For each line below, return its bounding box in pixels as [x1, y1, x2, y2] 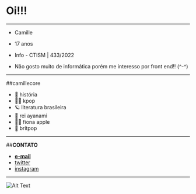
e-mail [14, 153, 31, 160]
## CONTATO [6, 141, 38, 148]
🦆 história [14, 91, 38, 98]
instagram [14, 165, 39, 172]
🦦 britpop [14, 124, 37, 131]
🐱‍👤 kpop [14, 97, 36, 104]
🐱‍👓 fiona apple [14, 118, 50, 125]
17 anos [14, 40, 33, 47]
